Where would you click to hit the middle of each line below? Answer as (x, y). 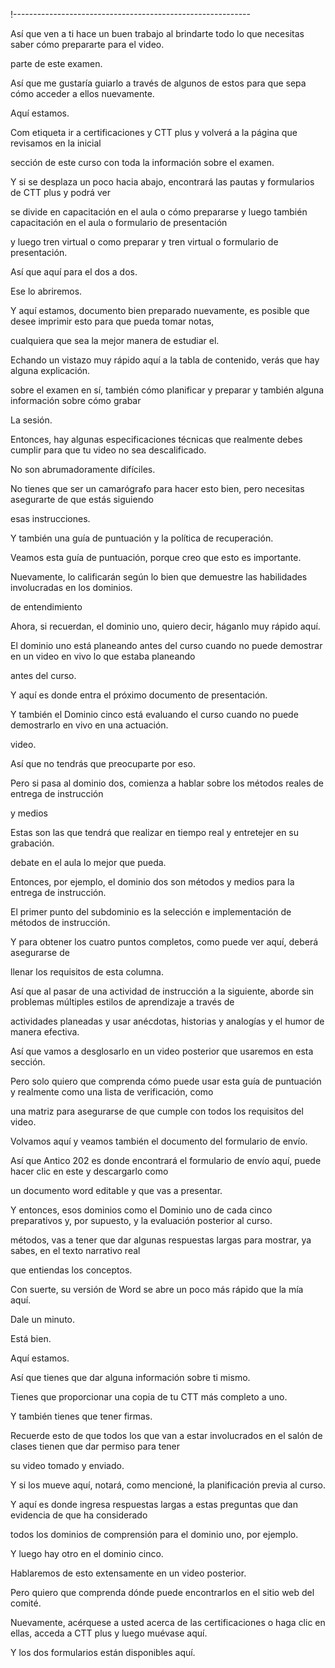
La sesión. (31, 420)
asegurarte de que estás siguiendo (82, 499)
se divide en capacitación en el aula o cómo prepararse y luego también (159, 212)
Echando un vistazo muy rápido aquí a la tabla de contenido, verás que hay (165, 360)
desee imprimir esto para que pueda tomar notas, (112, 321)
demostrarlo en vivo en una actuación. (89, 725)
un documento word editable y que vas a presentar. (116, 1190)
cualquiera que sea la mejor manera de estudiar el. (115, 340)
